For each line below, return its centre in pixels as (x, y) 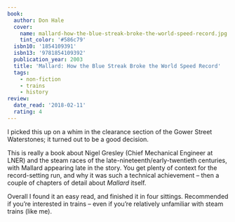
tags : (22, 72)
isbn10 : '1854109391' (45, 46)
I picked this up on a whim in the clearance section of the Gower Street (110, 131)
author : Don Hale (39, 20)
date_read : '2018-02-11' (50, 105)
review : (19, 99)
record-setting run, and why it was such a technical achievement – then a (113, 175)
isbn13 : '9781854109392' (50, 53)
